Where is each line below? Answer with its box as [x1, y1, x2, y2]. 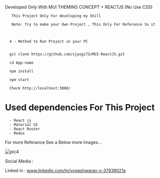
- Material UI [9, 122, 38, 127]
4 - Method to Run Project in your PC [9, 39, 89, 44]
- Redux [9, 131, 25, 136]
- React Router [9, 126, 40, 131]
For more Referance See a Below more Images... [5, 139, 102, 145]
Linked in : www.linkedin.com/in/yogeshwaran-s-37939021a [5, 167, 126, 173]
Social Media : [5, 158, 34, 164]
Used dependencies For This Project [5, 102, 155, 113]
